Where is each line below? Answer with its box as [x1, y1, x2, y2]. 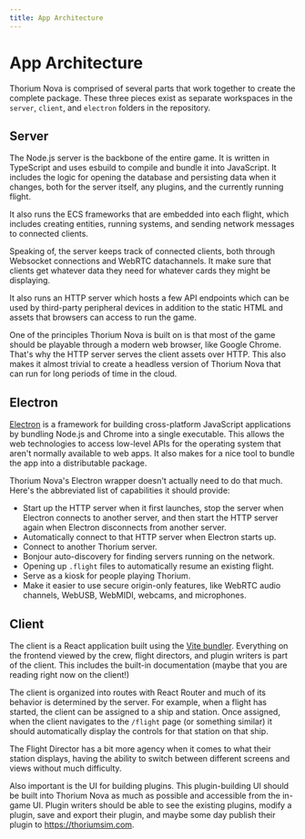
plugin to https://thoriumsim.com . [9, 819, 135, 830]
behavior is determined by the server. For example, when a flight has [9, 697, 267, 707]
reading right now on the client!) [9, 670, 130, 680]
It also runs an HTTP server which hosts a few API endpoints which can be [9, 292, 290, 303]
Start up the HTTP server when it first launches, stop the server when [22, 503, 284, 514]
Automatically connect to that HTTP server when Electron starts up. [22, 532, 277, 543]
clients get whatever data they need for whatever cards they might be [9, 265, 271, 276]
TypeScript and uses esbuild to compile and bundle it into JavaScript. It [9, 162, 277, 173]
